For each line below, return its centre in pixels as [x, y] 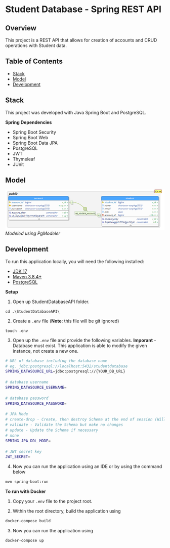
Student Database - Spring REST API [83, 9]
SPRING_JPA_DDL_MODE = [28, 441]
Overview [21, 28]
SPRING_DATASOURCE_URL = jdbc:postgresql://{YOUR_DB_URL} [65, 371]
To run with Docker [26, 491]
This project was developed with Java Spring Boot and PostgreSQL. [76, 112]
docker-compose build [28, 521]
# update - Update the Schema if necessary [52, 430]
